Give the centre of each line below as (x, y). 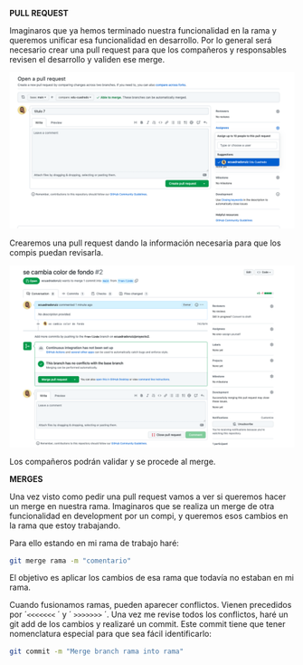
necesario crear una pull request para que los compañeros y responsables (148, 50)
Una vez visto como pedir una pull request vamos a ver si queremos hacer (148, 496)
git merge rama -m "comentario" (70, 561)
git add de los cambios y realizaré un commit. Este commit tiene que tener (147, 624)
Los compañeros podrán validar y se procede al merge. (113, 461)
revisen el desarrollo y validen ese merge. (87, 59)
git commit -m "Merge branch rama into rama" (96, 651)
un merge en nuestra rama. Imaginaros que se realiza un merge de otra (142, 506)
